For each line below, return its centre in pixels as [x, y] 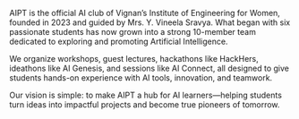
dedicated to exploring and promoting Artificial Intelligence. [119, 41]
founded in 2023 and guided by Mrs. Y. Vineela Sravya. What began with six [150, 22]
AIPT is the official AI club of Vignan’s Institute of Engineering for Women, [145, 13]
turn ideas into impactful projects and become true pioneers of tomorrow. [145, 105]
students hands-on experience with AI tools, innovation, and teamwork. [141, 78]
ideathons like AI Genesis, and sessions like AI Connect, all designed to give [149, 68]
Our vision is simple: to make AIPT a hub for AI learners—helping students [145, 95]
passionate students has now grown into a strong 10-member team [133, 32]
